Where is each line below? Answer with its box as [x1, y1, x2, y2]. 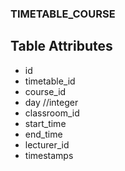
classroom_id [24, 107, 80, 119]
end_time [24, 128, 63, 140]
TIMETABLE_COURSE [10, 7, 116, 21]
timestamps [24, 149, 74, 161]
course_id [24, 85, 67, 97]
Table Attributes [10, 38, 113, 55]
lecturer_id [24, 138, 70, 151]
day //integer [24, 96, 79, 108]
